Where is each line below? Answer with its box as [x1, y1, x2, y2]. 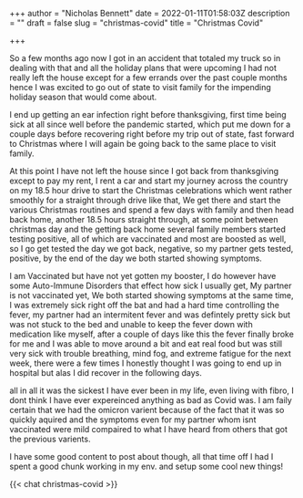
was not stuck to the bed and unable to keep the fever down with [9, 319, 253, 329]
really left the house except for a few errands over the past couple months [9, 72, 288, 83]
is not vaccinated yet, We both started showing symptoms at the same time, [9, 290, 294, 300]
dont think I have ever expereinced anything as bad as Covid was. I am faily [9, 395, 293, 405]
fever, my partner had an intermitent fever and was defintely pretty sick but [9, 309, 291, 320]
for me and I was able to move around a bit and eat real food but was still [9, 338, 283, 349]
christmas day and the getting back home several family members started [9, 223, 287, 234]
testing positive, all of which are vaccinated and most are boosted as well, [9, 233, 287, 244]
